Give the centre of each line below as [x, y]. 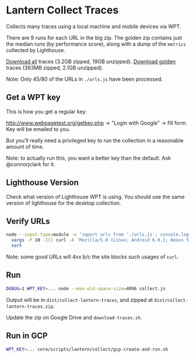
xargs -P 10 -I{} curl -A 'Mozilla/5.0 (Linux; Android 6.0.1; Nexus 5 [100, 240]
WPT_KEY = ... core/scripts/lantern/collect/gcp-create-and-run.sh [87, 349]
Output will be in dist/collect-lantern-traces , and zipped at [80, 300]
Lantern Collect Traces [62, 10]
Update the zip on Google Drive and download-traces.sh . [74, 317]
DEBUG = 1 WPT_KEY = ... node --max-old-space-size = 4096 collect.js [86, 288]
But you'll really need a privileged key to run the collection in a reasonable [95, 140]
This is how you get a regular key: [47, 111]
